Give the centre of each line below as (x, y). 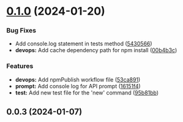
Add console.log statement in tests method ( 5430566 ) (84, 44)
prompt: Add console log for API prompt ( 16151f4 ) (78, 86)
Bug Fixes (21, 31)
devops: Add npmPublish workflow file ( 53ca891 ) (78, 79)
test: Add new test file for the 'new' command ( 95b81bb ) (87, 93)
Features (20, 66)
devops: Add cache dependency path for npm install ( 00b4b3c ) (96, 50)
